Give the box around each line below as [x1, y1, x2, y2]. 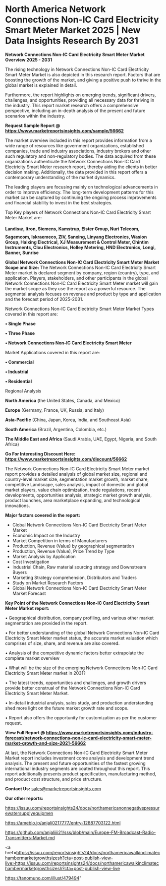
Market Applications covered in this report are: [5, 349, 100, 355]
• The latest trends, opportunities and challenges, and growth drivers [5, 680, 146, 686]
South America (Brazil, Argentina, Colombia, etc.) [5, 426, 107, 432]
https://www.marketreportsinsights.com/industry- [46, 729, 154, 735]
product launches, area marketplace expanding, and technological [5, 497, 141, 503]
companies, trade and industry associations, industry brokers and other [5, 148, 151, 154]
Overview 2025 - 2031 [5, 57, 53, 63]
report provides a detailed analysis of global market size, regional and [5, 471, 148, 477]
